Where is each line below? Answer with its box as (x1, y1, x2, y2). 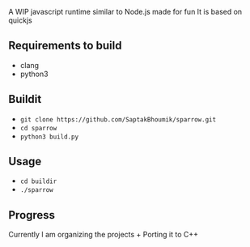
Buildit (8, 92, 42, 106)
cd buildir (19, 177, 57, 185)
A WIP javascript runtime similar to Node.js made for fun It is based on (8, 7, 243, 16)
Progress (8, 208, 55, 222)
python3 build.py (19, 133, 79, 141)
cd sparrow (19, 124, 57, 132)
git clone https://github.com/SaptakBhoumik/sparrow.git (19, 115, 217, 124)
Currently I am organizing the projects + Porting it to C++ (8, 230, 198, 240)
